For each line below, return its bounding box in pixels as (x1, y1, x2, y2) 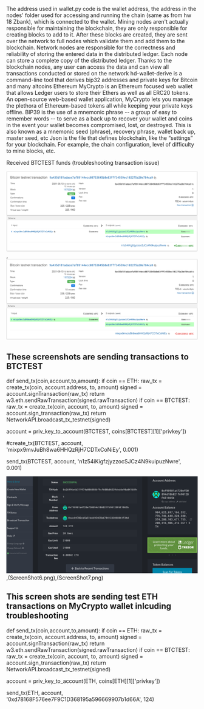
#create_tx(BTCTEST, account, (6, 440, 83, 447)
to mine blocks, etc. (6, 147, 56, 154)
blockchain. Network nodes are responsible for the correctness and (6, 44, 175, 51)
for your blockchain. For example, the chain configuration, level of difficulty (6, 141, 194, 148)
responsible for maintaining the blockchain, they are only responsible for (6, 24, 188, 32)
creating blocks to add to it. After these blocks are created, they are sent (6, 31, 188, 38)
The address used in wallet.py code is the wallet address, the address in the (6, 5, 197, 12)
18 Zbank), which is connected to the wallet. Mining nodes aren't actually (6, 18, 189, 25)
